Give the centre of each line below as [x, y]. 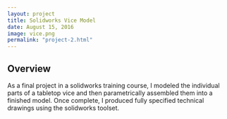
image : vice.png [31, 33]
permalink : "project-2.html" [50, 40]
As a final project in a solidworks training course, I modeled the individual [114, 85]
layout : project [31, 14]
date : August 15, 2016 [41, 27]
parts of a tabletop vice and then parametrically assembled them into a [110, 93]
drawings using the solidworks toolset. [63, 108]
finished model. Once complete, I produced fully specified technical [106, 100]
